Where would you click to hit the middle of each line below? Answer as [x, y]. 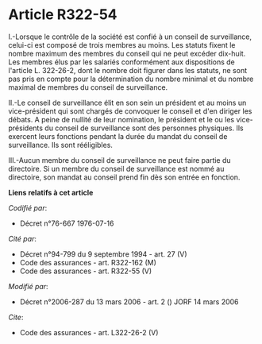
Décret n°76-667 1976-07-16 [67, 223]
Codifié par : [28, 207]
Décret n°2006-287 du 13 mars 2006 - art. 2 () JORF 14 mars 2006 [129, 301]
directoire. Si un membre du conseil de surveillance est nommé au [116, 168]
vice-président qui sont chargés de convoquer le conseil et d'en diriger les [130, 111]
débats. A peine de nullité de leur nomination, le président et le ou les [121, 119]
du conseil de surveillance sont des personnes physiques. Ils [144, 128]
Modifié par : [29, 286]
